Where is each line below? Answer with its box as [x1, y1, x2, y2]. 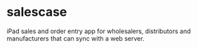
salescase [6, 4, 67, 20]
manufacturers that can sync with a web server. [6, 34, 145, 42]
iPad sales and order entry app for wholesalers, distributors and [6, 27, 191, 35]
